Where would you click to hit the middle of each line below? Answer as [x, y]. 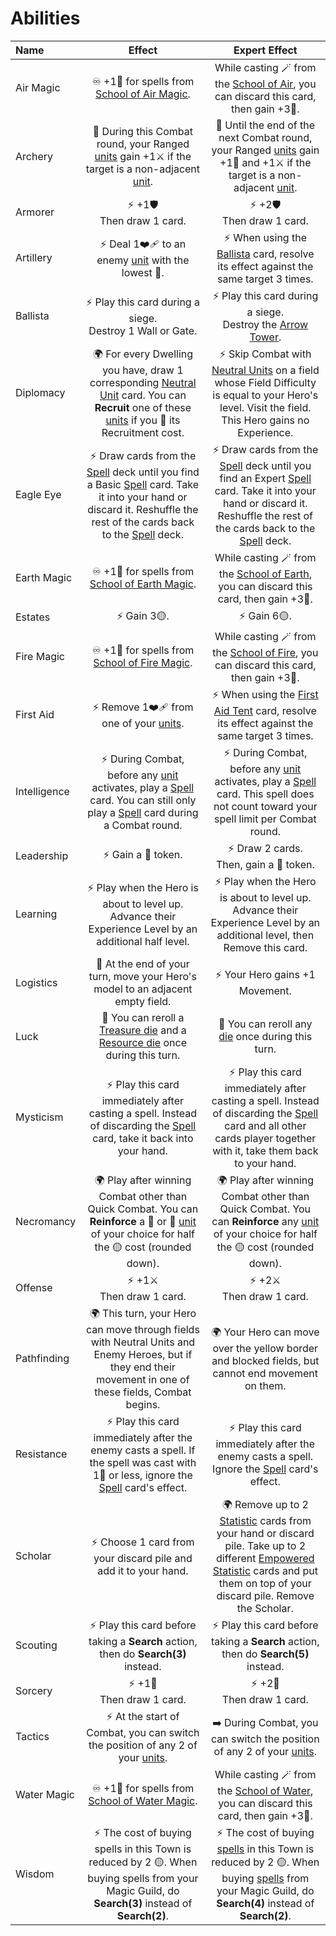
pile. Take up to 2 [265, 1545]
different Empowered [265, 1558]
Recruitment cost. [143, 432]
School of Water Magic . [143, 1801]
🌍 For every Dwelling [143, 354]
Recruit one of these [143, 407]
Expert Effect [265, 50]
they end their [142, 1367]
